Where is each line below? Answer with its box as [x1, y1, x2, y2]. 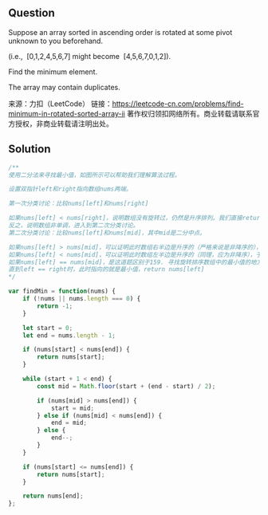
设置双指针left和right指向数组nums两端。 [8, 185, 132, 194]
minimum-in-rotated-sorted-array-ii [8, 108, 125, 118]
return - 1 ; [37, 302, 73, 310]
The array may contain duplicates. [8, 82, 121, 92]
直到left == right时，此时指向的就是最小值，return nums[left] [8, 265, 205, 273]
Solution [8, 143, 51, 156]
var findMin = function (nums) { [8, 287, 116, 296]
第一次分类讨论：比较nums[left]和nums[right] [8, 199, 149, 208]
